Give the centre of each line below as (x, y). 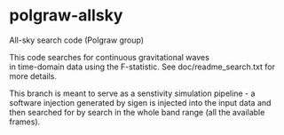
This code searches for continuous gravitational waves (110, 57)
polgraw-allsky (66, 16)
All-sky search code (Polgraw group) (77, 40)
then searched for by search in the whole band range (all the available (137, 112)
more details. (33, 75)
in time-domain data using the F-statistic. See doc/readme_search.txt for (142, 67)
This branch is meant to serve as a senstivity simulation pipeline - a (132, 93)
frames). (25, 122)
